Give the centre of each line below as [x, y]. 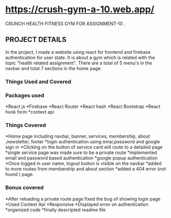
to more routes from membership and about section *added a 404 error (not [86, 169]
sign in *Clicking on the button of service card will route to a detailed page [84, 147]
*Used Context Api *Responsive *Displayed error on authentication [77, 204]
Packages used [25, 95]
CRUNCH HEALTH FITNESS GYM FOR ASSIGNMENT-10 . [65, 24]
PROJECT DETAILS [36, 40]
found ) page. [20, 175]
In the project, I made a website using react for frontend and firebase [78, 52]
